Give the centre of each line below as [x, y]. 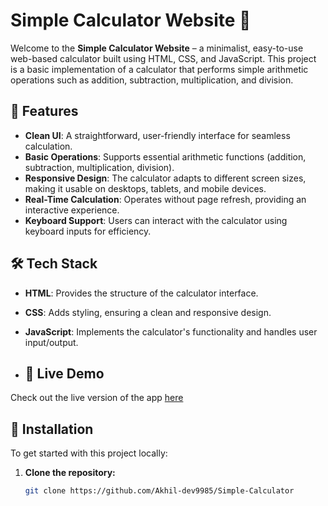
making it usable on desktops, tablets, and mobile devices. [145, 188]
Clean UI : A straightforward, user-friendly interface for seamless [157, 135]
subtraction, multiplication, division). [99, 167]
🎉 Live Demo [64, 373]
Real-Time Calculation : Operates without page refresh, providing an [165, 199]
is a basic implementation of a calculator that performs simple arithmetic [159, 69]
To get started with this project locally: [89, 453]
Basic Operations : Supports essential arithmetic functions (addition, [165, 156]
